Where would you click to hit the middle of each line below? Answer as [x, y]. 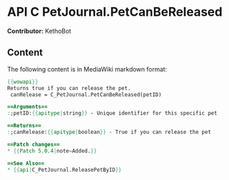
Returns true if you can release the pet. [69, 88]
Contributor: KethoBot [39, 31]
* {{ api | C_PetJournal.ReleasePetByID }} [64, 170]
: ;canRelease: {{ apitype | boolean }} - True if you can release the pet [109, 132]
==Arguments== [28, 107]
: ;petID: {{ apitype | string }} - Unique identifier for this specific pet [112, 113]
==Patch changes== [33, 144]
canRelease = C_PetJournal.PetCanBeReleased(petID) [86, 94]
